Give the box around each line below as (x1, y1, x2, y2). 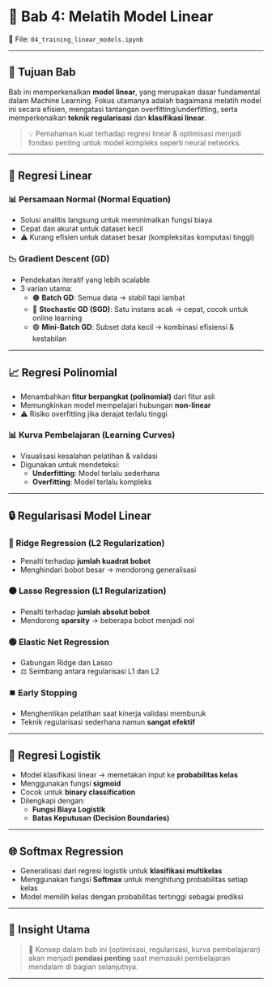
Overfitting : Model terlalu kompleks (32, 477, 152, 487)
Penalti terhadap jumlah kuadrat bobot (19, 556, 151, 565)
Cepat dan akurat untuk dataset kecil (19, 223, 143, 234)
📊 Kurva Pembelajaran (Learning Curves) (8, 430, 176, 441)
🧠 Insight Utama (8, 923, 91, 937)
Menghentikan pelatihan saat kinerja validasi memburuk (19, 708, 206, 718)
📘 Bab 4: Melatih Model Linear (8, 7, 214, 26)
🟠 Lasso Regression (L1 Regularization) (8, 585, 167, 596)
